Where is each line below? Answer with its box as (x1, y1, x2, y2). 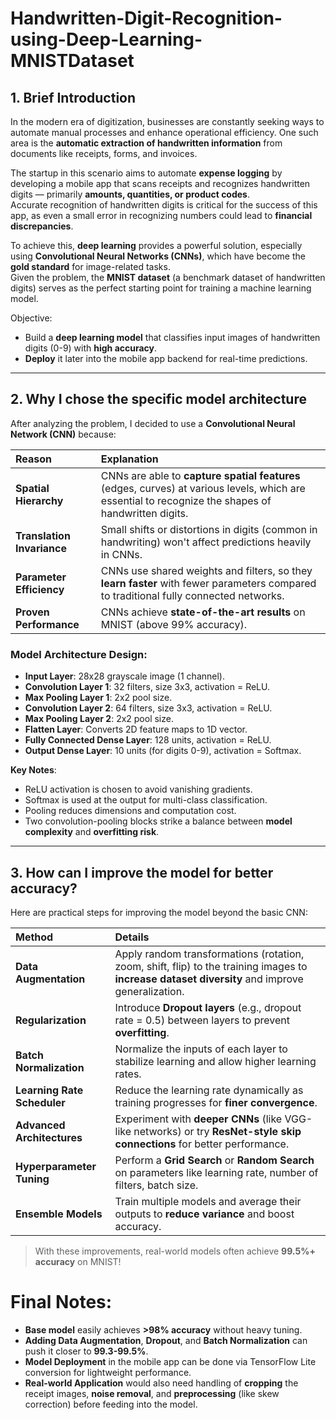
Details (114, 930, 150, 944)
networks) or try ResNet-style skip (133, 1124, 302, 1138)
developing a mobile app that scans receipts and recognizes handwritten (10, 178, 311, 189)
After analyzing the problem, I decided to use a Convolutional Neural (10, 417, 296, 429)
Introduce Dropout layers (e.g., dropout (114, 1000, 302, 1014)
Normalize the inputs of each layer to (114, 1042, 288, 1056)
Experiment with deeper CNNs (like (114, 1112, 283, 1126)
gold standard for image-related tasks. (10, 261, 171, 272)
